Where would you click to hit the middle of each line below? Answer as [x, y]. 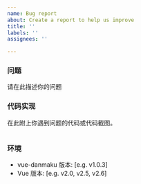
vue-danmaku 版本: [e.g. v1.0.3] [63, 165]
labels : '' [23, 33]
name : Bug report [32, 13]
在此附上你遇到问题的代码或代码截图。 [62, 123]
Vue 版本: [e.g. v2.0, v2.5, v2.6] [62, 174]
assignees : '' [28, 39]
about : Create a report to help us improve [71, 20]
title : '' [21, 26]
